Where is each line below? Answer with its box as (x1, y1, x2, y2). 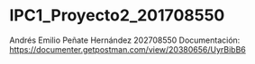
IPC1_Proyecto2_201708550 (9, 5, 225, 26)
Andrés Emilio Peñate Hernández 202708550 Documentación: (9, 35, 241, 45)
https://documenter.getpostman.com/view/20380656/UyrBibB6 (9, 44, 246, 54)
